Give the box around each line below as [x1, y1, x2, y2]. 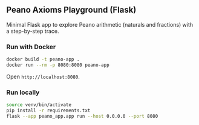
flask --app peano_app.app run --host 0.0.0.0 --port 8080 [6, 113, 158, 119]
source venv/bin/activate [6, 102, 71, 108]
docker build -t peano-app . [6, 56, 80, 62]
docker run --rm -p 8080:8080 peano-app [6, 62, 110, 68]
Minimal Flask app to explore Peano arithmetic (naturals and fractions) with [6, 21, 194, 28]
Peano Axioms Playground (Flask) [6, 5, 137, 15]
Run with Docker [6, 42, 56, 51]
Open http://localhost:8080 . [6, 73, 80, 80]
